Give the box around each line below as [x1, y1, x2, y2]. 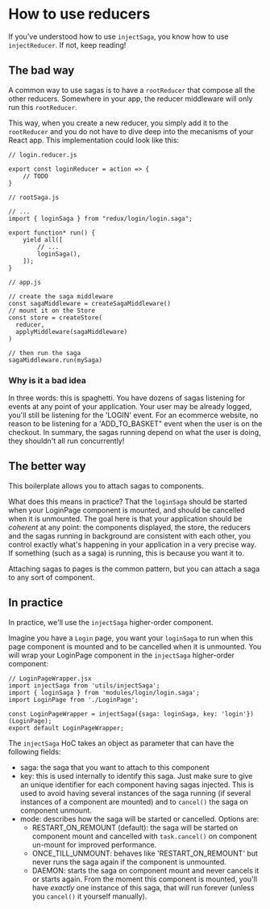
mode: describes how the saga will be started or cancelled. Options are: [19, 814, 260, 823]
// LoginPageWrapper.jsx [8, 674, 92, 683]
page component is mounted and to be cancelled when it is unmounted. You [8, 641, 262, 651]
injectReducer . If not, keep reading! [8, 40, 127, 49]
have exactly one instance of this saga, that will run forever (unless [31, 882, 255, 892]
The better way [8, 459, 86, 473]
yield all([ [23, 235, 63, 243]
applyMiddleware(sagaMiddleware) [15, 328, 128, 336]
